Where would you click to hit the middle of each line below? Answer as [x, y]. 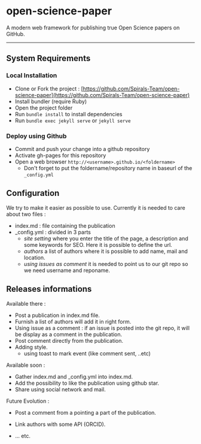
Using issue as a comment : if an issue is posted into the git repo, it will [102, 328]
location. [35, 257]
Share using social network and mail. [60, 389]
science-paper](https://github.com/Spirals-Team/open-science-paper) [102, 95]
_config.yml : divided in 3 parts [53, 232]
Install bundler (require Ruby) [51, 101]
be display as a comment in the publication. [68, 334]
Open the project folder [44, 108]
